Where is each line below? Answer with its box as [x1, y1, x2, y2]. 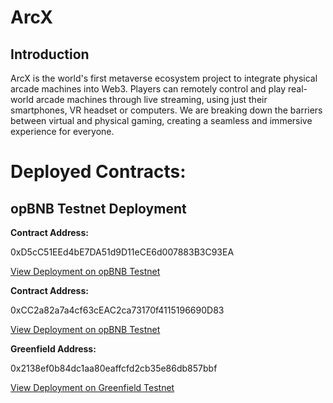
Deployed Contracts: [10, 161, 187, 183]
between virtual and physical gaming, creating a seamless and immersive [10, 115, 313, 126]
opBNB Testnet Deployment [10, 200, 187, 217]
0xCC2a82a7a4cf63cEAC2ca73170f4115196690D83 [10, 304, 225, 316]
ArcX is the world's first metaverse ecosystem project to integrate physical [10, 72, 318, 84]
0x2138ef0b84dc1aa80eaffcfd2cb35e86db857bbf [10, 362, 218, 374]
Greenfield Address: [10, 343, 97, 355]
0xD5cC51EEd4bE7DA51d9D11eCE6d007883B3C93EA [10, 246, 235, 258]
